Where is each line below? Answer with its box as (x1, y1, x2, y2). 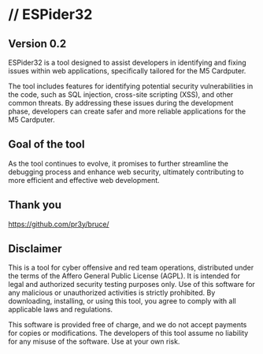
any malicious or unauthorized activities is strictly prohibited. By (8, 288, 216, 297)
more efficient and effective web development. (8, 175, 160, 184)
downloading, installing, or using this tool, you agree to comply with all (8, 296, 236, 306)
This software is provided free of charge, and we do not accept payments (8, 320, 247, 330)
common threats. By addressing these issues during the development (8, 99, 234, 107)
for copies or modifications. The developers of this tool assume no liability (8, 329, 249, 338)
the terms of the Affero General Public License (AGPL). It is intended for (8, 271, 241, 281)
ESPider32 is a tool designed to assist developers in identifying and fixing (8, 58, 246, 67)
